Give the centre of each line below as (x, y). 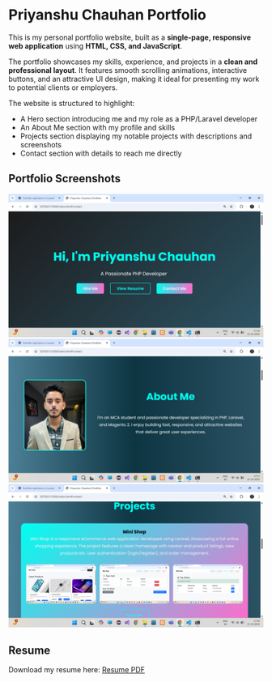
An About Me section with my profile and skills (98, 127)
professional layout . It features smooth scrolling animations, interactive (128, 70)
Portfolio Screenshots (65, 179)
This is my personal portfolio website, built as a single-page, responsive (130, 37)
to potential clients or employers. (63, 87)
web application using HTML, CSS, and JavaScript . (96, 45)
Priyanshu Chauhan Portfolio (107, 15)
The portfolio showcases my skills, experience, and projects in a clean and (133, 62)
